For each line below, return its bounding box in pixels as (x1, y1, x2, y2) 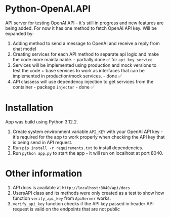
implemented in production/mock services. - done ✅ (12, 73, 122, 79)
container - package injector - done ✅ (12, 84, 95, 90)
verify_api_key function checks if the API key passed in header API (12, 200, 154, 206)
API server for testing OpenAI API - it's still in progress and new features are (5, 20, 164, 26)
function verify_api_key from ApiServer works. (12, 195, 111, 201)
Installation (5, 102, 54, 114)
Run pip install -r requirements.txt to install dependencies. (12, 145, 143, 151)
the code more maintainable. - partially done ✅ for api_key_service (12, 56, 153, 62)
